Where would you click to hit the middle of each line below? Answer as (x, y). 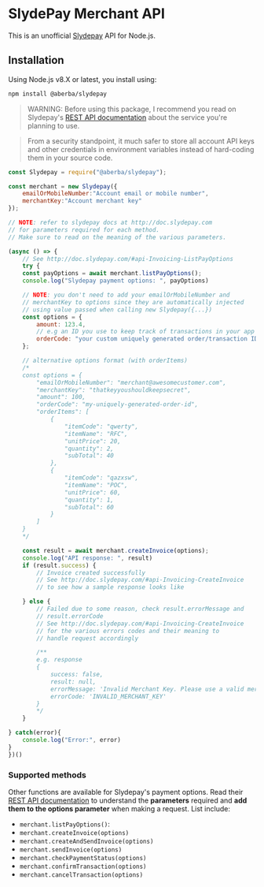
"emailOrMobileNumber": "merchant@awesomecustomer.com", (131, 382)
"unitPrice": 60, (93, 492)
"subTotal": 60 (89, 507)
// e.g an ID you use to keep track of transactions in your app (146, 332)
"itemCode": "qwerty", (101, 427)
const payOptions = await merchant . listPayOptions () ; (112, 274)
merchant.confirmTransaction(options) (83, 867)
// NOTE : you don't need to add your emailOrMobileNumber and (126, 295)
